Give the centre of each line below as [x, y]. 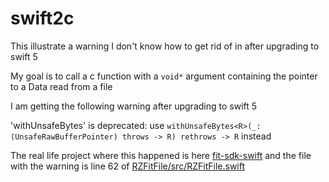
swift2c [42, 18]
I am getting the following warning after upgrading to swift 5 [134, 106]
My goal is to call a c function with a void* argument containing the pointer [164, 76]
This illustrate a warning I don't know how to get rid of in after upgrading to [165, 46]
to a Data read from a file [61, 86]
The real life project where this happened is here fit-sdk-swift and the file [161, 155]
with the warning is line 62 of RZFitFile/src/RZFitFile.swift [128, 166]
